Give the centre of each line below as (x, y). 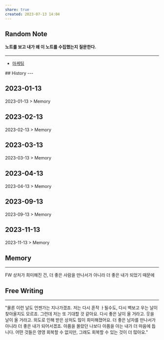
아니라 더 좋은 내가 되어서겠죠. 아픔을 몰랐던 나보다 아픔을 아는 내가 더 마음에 (78, 326)
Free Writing (24, 291)
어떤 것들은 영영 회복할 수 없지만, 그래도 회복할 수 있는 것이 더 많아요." (82, 332)
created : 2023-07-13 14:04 (32, 14)
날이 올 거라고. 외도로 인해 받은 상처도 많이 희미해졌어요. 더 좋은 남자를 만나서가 (81, 320)
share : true (17, 10)
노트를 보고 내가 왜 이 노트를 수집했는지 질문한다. (51, 47)
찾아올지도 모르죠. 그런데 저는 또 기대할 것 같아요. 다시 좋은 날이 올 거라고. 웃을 (80, 314)
